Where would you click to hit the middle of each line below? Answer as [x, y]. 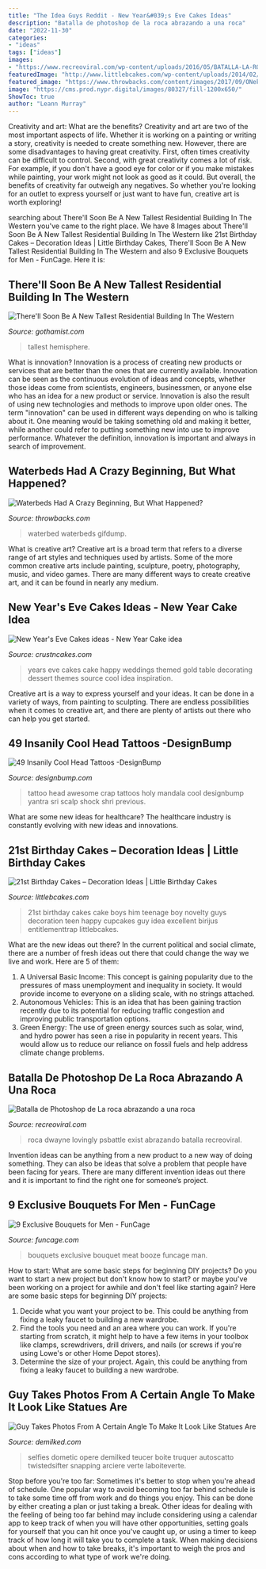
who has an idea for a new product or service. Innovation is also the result [129, 395]
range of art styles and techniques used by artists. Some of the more [121, 557]
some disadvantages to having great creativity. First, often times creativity [129, 152]
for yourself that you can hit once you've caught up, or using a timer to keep [133, 1531]
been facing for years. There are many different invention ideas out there [127, 1172]
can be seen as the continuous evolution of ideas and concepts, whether [127, 379]
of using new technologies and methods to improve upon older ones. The [128, 404]
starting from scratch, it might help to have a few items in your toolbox [134, 1336]
